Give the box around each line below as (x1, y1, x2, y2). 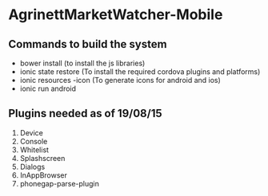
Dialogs (19, 162, 46, 171)
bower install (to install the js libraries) (19, 58, 146, 68)
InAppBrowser (19, 170, 68, 180)
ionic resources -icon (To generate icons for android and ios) (19, 76, 222, 84)
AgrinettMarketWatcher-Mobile (8, 6, 223, 24)
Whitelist (19, 145, 50, 155)
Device (19, 127, 44, 137)
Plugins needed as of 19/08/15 (8, 107, 162, 120)
